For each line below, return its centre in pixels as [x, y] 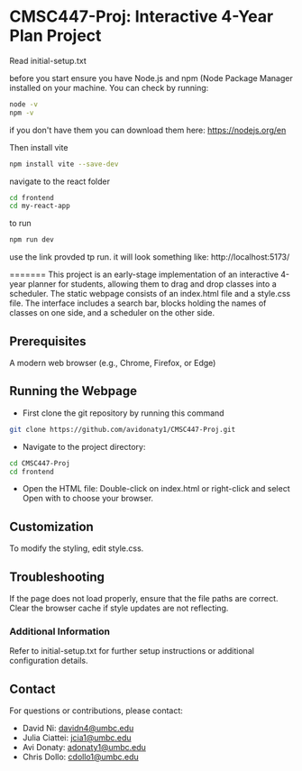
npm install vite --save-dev [64, 164]
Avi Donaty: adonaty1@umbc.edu [84, 748]
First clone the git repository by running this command [123, 413]
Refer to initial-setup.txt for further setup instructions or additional [132, 651]
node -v [24, 104]
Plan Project [55, 36]
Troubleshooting [57, 577]
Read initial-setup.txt [48, 60]
